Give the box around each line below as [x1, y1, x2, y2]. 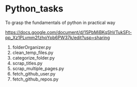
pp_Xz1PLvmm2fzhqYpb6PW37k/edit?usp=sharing [5, 34, 110, 40]
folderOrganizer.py [12, 44, 51, 50]
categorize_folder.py [12, 54, 55, 60]
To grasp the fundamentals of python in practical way [5, 19, 115, 25]
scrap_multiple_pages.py [12, 65, 64, 71]
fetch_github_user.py [12, 70, 56, 76]
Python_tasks [5, 3, 63, 14]
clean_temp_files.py [12, 49, 53, 55]
